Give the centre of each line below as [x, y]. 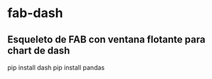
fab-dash [35, 13]
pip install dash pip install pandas [56, 68]
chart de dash [39, 50]
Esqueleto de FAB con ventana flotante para [106, 39]
